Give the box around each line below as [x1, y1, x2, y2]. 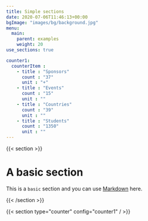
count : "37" [21, 74, 54, 80]
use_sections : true [6, 47, 54, 53]
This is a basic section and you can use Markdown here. [6, 185, 143, 192]
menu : [6, 25, 19, 31]
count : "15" [21, 91, 54, 97]
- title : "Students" [16, 118, 69, 124]
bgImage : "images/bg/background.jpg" [6, 19, 99, 25]
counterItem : [11, 63, 46, 69]
